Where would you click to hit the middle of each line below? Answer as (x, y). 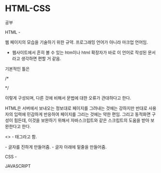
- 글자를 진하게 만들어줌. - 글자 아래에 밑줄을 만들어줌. (56, 147)
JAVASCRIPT (18, 166)
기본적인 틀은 (17, 69)
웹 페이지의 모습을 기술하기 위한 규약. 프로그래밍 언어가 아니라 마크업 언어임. (77, 42)
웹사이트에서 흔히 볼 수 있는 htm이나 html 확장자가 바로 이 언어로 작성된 (79, 52)
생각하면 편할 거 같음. (41, 58)
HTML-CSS (28, 8)
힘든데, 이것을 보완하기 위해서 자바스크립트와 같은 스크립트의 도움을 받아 (82, 120)
